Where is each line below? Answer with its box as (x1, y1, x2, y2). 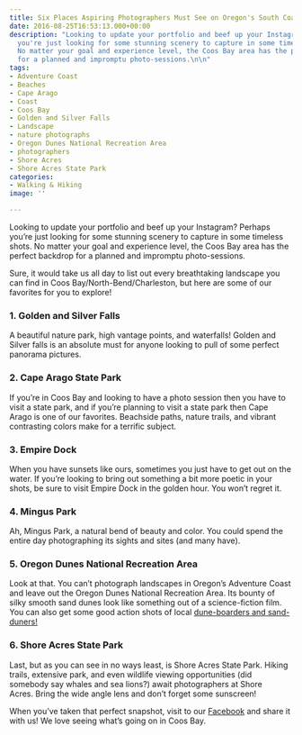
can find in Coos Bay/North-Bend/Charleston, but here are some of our (9, 277, 272, 288)
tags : (9, 64, 30, 73)
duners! (9, 616, 38, 627)
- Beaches (9, 80, 47, 89)
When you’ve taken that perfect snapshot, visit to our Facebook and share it (9, 705, 290, 716)
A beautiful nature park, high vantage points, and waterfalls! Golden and (9, 330, 277, 340)
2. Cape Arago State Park (9, 371, 122, 384)
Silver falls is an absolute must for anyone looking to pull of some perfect (9, 340, 280, 350)
